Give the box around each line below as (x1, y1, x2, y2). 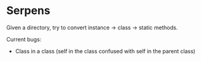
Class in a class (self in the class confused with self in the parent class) (15, 47, 196, 55)
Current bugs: (6, 35, 42, 43)
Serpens (6, 4, 51, 18)
